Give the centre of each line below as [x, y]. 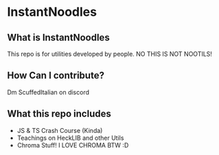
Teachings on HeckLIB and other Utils [70, 138]
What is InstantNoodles [58, 38]
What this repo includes [59, 114]
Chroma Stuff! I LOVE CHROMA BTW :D [73, 145]
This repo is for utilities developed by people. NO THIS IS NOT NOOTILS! [110, 54]
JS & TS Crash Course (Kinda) [60, 130]
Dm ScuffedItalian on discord [48, 92]
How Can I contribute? [56, 75]
